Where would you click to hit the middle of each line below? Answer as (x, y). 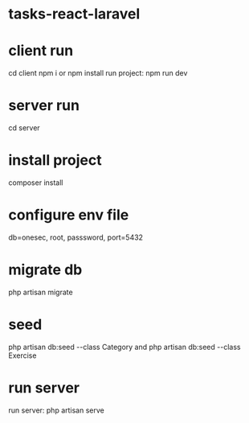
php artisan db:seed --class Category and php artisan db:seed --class (124, 347)
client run (41, 51)
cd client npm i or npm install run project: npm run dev (98, 73)
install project (55, 160)
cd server (24, 128)
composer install (36, 183)
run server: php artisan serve (56, 410)
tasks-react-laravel (74, 14)
